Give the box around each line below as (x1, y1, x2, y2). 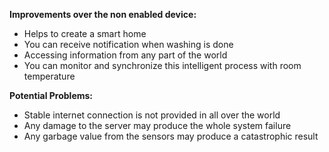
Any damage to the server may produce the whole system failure (23, 120, 292, 131)
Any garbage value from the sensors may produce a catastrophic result (23, 130, 319, 142)
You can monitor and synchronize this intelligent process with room (23, 60, 302, 71)
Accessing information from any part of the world (23, 49, 228, 61)
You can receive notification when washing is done (23, 39, 234, 50)
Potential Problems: (9, 90, 94, 101)
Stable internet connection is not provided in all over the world (23, 109, 281, 121)
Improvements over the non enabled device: (9, 9, 197, 20)
